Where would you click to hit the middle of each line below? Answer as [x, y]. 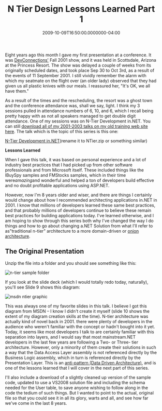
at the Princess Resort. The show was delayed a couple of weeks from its [78, 65]
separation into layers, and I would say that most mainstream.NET [70, 337]
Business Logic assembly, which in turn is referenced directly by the [73, 358]
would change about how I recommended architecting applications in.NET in [81, 200]
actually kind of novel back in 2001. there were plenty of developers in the [79, 321]
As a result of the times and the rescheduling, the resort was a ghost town [79, 100]
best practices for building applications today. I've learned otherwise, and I [79, 215]
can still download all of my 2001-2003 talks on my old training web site [77, 126]
